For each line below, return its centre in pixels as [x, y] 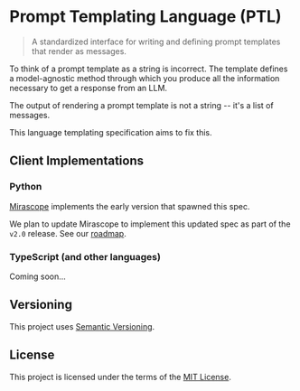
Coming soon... [37, 276]
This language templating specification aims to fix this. [111, 132]
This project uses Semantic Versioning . [82, 326]
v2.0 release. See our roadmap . [68, 233]
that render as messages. [79, 51]
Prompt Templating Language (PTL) [145, 17]
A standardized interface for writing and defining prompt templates [156, 42]
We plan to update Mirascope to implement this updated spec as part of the [150, 224]
